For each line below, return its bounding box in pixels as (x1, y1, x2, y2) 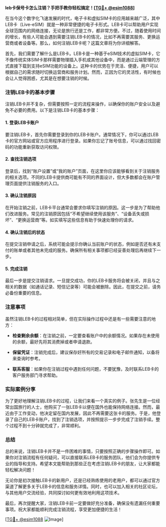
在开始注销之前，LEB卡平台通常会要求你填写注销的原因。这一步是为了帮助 (5, 204, 156, 210)
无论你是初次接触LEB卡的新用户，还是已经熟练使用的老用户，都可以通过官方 (5, 478, 161, 483)
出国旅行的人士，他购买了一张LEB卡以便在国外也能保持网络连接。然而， (9, 404, 156, 410)
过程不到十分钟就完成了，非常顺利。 (9, 423, 83, 429)
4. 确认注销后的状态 (5, 229, 45, 235)
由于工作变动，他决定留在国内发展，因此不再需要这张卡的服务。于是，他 (9, 410, 157, 416)
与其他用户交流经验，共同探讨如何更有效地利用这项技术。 (5, 490, 122, 496)
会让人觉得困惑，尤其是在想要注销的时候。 (5, 75, 92, 81)
